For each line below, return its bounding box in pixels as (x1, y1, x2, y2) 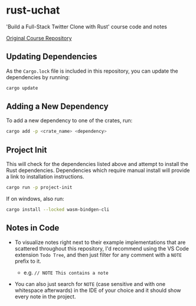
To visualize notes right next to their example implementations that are (14, 239, 186, 246)
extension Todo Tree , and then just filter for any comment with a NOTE (14, 251, 182, 258)
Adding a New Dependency (6, 102, 109, 112)
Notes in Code (6, 223, 60, 233)
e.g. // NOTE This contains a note (23, 269, 109, 276)
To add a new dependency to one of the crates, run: (6, 117, 133, 124)
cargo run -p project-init (6, 184, 73, 191)
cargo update (6, 85, 38, 91)
